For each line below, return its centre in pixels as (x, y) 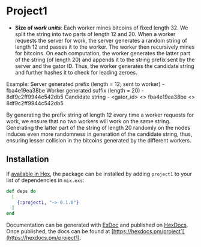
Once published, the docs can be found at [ (60, 231)
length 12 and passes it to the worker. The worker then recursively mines (105, 47)
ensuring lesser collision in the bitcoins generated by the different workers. (99, 140)
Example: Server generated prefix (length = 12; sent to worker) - (85, 84)
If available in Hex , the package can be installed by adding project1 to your (99, 174)
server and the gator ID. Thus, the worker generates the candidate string (104, 66)
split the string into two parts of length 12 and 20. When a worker (95, 34)
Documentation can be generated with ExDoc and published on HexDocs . (97, 225)
